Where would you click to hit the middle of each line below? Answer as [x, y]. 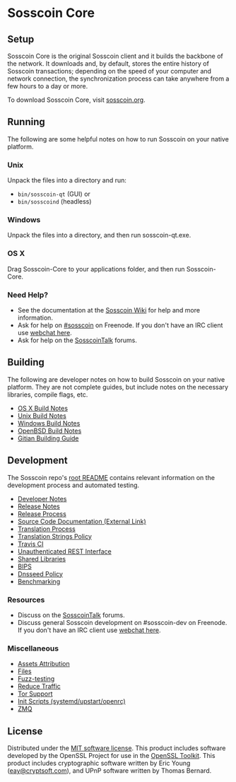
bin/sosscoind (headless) [54, 202]
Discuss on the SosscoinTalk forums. [71, 615]
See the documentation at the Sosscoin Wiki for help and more [108, 310]
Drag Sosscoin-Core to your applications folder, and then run [96, 269]
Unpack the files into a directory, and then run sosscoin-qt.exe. [99, 235]
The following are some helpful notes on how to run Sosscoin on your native [118, 139]
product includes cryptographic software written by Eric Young [99, 763]
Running [26, 122]
